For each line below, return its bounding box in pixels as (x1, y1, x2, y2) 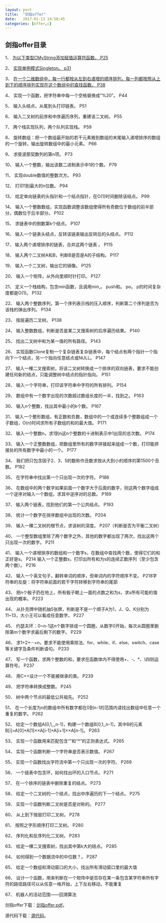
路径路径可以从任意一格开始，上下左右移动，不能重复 (13, 881, 122, 887)
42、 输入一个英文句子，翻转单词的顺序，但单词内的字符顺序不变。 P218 (5, 573, 153, 579)
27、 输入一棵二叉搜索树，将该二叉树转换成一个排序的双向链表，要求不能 (5, 365, 155, 371)
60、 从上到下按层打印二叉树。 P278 (5, 812, 80, 818)
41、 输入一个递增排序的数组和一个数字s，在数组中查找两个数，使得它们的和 (5, 550, 161, 556)
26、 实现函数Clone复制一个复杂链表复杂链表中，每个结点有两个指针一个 (5, 349, 154, 355)
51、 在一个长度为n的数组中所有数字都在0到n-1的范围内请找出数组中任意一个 (5, 705, 161, 711)
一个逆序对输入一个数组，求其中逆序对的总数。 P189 (5, 491, 112, 497)
